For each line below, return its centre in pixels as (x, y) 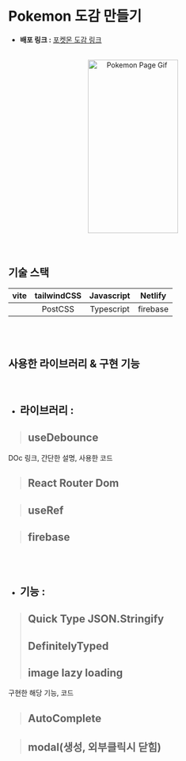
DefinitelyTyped (68, 646)
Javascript (110, 296)
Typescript (110, 308)
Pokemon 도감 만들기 (75, 16)
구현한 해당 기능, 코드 (41, 693)
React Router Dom (73, 483)
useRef (46, 510)
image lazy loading (75, 673)
